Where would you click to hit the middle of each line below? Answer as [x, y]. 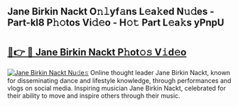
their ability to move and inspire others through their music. [94, 96]
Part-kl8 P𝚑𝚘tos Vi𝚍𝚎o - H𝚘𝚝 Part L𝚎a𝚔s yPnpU [116, 23]
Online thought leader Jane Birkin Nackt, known [160, 73]
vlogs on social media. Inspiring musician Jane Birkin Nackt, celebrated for [117, 88]
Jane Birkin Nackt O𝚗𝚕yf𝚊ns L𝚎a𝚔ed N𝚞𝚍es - [111, 12]
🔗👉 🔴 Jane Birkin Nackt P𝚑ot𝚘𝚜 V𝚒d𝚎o [97, 52]
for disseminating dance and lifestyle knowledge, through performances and [119, 80]
